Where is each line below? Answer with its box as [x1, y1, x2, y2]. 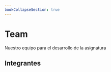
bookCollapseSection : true [4, 7, 60, 12]
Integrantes [4, 59, 41, 67]
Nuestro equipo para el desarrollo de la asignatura [4, 45, 106, 51]
